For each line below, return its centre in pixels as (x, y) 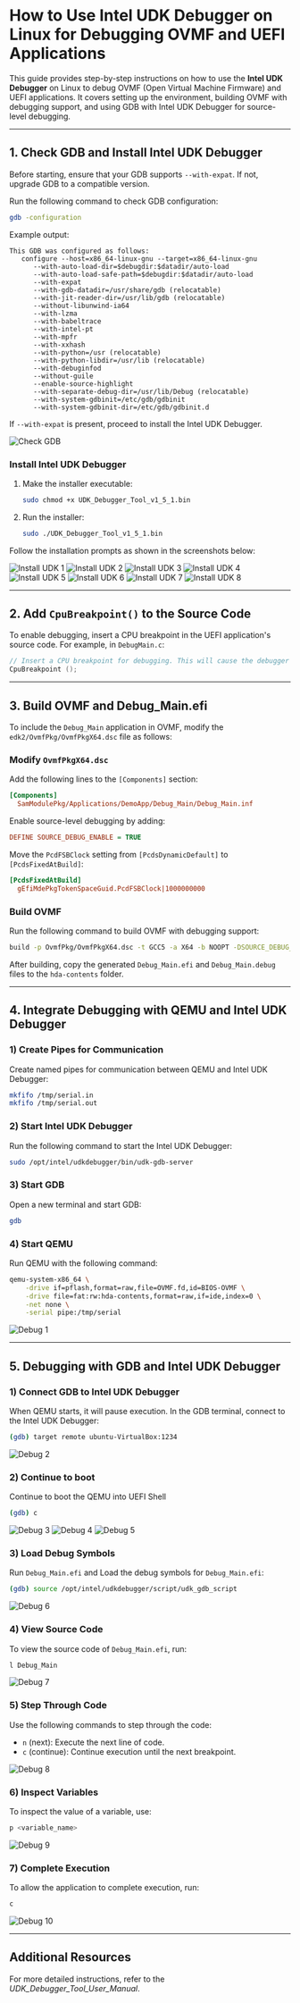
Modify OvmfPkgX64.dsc (59, 759)
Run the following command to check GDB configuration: (114, 201)
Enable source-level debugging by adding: (87, 821)
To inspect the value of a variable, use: (80, 1812)
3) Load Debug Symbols (62, 1553)
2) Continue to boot (52, 1477)
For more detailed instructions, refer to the (87, 1979)
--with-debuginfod (67, 368)
